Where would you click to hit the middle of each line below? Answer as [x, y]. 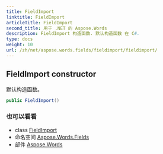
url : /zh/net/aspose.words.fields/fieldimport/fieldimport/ [82, 50]
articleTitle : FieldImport [39, 23]
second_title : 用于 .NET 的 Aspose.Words [57, 28]
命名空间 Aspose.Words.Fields [52, 137]
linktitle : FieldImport [36, 17]
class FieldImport [36, 130]
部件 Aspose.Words [39, 144]
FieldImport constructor [51, 74]
